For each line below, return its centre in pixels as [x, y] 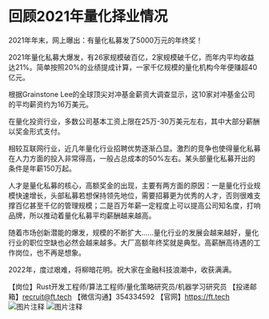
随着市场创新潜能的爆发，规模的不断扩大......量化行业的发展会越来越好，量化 [134, 232]
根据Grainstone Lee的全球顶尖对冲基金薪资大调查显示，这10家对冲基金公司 [132, 94]
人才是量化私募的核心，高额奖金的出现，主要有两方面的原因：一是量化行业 [131, 185]
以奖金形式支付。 [36, 131]
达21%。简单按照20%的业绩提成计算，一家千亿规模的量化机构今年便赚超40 [133, 67]
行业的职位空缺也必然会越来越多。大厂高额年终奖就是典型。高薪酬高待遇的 [131, 242]
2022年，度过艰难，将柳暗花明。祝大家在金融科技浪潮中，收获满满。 [122, 269]
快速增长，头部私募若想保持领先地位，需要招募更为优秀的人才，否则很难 [134, 195]
